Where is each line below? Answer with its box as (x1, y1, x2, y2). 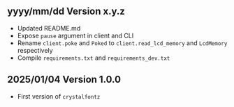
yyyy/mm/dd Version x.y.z (7, 6, 126, 17)
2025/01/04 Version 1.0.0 (7, 74, 121, 85)
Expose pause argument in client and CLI (17, 31, 134, 40)
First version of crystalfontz (17, 92, 101, 100)
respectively (17, 46, 54, 54)
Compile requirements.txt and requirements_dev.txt (17, 53, 170, 62)
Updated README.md (17, 24, 81, 32)
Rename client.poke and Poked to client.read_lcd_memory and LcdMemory (17, 38, 228, 47)
